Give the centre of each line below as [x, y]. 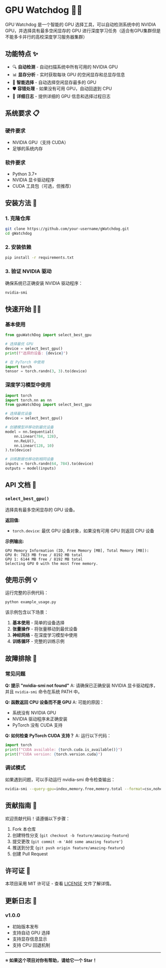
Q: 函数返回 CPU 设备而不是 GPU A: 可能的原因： [55, 702]
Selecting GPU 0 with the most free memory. [52, 563]
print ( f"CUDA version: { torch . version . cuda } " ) [54, 754]
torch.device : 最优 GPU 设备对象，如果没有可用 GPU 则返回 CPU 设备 [83, 531]
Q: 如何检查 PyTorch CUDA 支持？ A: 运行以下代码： [58, 735]
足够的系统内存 [27, 149]
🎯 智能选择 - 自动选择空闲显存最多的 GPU [54, 82]
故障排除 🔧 [21, 658]
